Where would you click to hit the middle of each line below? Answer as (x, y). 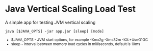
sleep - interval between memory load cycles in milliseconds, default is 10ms (76, 44)
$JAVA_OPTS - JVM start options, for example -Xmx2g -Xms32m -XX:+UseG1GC (79, 40)
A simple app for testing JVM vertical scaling (50, 22)
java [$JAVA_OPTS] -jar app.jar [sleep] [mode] (55, 31)
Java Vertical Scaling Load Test (70, 9)
